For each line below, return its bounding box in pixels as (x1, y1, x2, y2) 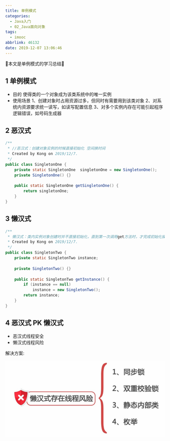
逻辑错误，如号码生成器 (12, 110, 62, 116)
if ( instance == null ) (23, 282, 71, 287)
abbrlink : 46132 (5, 40, 39, 45)
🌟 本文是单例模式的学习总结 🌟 (5, 61, 65, 67)
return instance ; (23, 293, 60, 298)
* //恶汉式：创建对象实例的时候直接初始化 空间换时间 (7, 146, 106, 151)
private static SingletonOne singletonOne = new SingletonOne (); (14, 167, 157, 172)
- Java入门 (10, 19, 31, 24)
